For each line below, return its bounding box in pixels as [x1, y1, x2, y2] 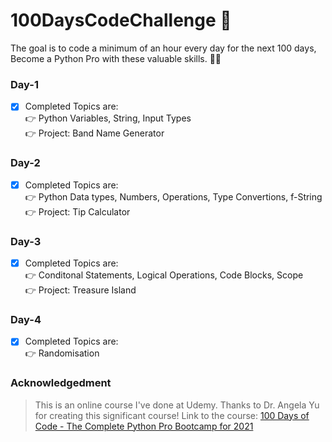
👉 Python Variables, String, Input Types [24, 112, 192, 124]
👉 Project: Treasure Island [24, 284, 137, 296]
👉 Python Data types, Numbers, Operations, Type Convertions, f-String [24, 190, 323, 203]
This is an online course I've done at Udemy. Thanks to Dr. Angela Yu [34, 399, 320, 411]
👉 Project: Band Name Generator [24, 127, 165, 139]
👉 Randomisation [24, 347, 100, 359]
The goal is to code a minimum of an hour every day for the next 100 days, [10, 42, 317, 54]
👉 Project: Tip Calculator [24, 205, 131, 218]
